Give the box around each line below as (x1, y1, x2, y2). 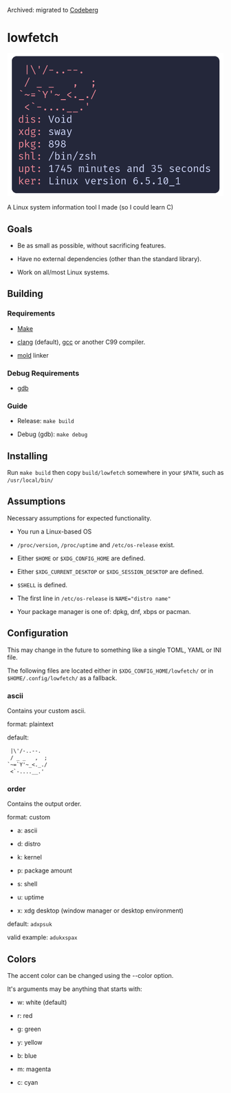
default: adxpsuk (7, 920, 53, 928)
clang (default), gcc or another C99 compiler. (16, 338, 146, 346)
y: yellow (16, 1039, 43, 1047)
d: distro (16, 840, 41, 848)
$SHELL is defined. (16, 580, 67, 589)
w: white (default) (16, 999, 67, 1007)
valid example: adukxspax (7, 933, 78, 941)
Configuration (7, 627, 69, 640)
